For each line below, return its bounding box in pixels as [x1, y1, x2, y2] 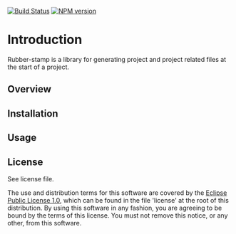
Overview [7, 83, 52, 95]
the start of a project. [7, 63, 70, 71]
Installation [7, 107, 58, 119]
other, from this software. [7, 218, 82, 227]
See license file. [7, 174, 55, 183]
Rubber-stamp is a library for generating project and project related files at [7, 55, 227, 63]
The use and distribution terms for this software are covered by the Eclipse [7, 188, 227, 197]
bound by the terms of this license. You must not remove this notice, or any [7, 211, 228, 220]
